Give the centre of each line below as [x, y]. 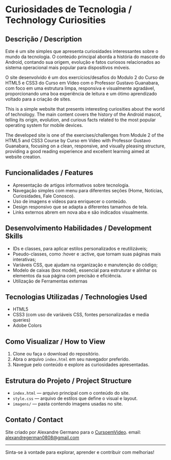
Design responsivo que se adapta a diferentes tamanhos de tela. [80, 207]
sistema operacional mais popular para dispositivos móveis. [68, 68]
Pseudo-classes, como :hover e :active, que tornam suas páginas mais [87, 254]
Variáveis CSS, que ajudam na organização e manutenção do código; [85, 265]
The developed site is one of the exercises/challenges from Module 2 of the [85, 135]
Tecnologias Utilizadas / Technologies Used [76, 297]
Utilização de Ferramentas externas [50, 281]
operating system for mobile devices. [44, 125]
